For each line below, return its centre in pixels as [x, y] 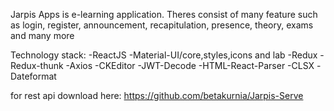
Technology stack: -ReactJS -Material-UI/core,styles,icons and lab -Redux [164, 55]
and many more [42, 35]
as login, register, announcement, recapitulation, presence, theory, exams [162, 25]
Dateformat [33, 76]
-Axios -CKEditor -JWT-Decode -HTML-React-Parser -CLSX [190, 65]
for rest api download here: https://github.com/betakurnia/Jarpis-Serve [157, 95]
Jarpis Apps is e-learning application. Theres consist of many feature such [164, 14]
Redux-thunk [37, 65]
